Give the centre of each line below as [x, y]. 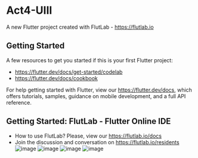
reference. [19, 102]
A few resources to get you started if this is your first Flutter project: [89, 60]
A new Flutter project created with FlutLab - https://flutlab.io [80, 27]
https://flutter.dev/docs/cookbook [56, 78]
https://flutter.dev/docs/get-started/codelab [69, 72]
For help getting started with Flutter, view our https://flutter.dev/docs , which [99, 90]
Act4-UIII [29, 10]
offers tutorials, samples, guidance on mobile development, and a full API [96, 96]
